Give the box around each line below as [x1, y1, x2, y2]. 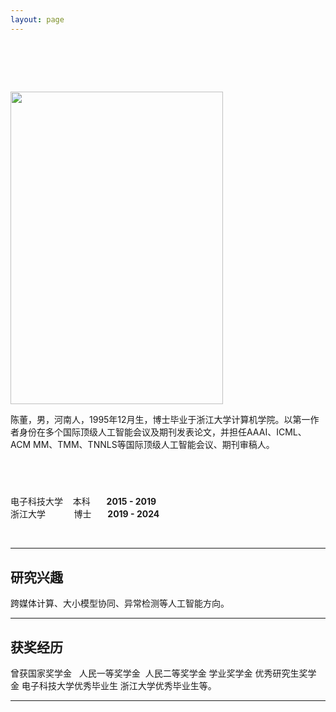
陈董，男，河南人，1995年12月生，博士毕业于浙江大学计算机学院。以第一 [10, 413, 311, 425]
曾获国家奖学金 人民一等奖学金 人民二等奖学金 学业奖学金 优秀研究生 [10, 667, 300, 679]
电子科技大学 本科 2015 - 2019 [10, 496, 157, 508]
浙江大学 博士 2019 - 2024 [10, 508, 160, 520]
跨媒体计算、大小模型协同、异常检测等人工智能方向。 [10, 597, 230, 610]
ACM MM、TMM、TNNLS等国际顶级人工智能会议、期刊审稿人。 [10, 438, 275, 450]
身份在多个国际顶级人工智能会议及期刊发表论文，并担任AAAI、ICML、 [18, 426, 307, 438]
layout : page [10, 14, 65, 25]
